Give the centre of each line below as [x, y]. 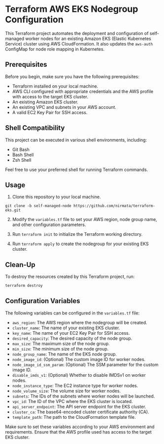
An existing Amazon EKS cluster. [45, 102]
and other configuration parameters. [49, 225]
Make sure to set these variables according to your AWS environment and [80, 427]
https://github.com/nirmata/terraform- [114, 206]
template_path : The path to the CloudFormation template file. [74, 417]
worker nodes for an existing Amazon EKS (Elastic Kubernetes [88, 39]
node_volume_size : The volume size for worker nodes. [66, 391]
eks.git [13, 210]
